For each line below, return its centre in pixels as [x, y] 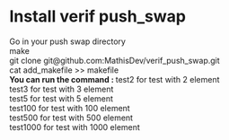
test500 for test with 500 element [71, 118]
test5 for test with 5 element [62, 98]
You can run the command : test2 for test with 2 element [114, 79]
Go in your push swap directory [67, 41]
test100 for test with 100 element [70, 108]
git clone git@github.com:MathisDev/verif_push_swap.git [114, 60]
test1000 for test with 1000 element [75, 127]
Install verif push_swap [98, 17]
